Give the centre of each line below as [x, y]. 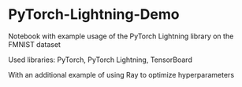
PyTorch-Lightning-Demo [94, 14]
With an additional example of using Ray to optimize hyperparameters [121, 74]
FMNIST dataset [35, 44]
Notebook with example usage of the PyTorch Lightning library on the [121, 36]
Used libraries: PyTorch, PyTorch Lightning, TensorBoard [101, 60]
